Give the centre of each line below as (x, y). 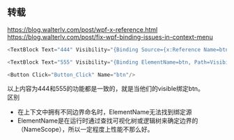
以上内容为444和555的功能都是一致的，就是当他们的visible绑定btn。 (106, 89)
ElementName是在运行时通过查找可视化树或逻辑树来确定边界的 (108, 121)
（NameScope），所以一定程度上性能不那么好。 (85, 130)
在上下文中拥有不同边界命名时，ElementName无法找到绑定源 (104, 112)
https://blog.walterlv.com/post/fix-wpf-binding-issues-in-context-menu (110, 37)
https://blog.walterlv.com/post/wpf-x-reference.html (83, 29)
